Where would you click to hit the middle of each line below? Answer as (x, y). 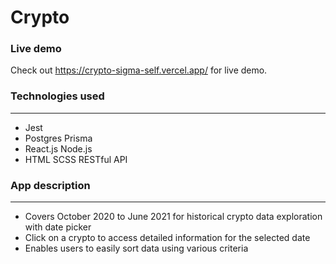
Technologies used (57, 96)
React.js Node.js (58, 148)
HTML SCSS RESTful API (76, 159)
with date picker (58, 227)
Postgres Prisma (58, 138)
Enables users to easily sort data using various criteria (136, 248)
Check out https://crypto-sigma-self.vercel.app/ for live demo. (139, 70)
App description (50, 185)
